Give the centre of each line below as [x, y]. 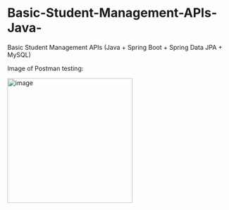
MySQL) [19, 55]
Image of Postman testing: [45, 68]
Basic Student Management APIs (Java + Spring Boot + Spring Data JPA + [115, 47]
